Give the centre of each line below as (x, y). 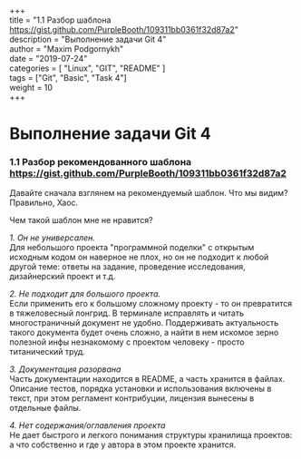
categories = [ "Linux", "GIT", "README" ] (87, 68)
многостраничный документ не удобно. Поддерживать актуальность (144, 323)
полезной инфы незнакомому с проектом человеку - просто (127, 342)
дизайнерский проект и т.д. (63, 277)
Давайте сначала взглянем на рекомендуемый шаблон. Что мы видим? (149, 193)
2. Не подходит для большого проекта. (85, 294)
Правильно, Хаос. (44, 203)
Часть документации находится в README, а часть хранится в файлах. (147, 379)
